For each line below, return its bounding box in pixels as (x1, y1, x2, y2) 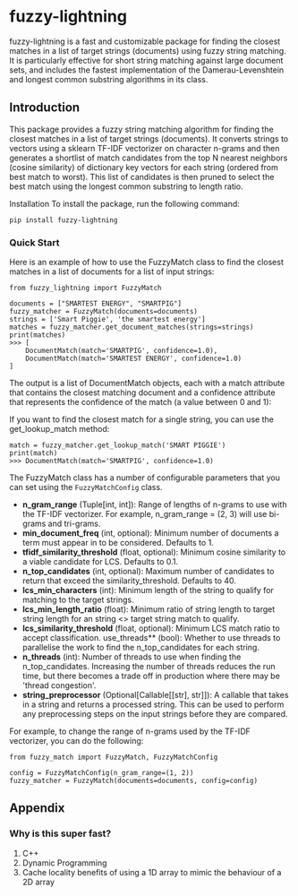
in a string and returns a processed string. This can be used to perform (21, 699, 285, 710)
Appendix (9, 800, 65, 816)
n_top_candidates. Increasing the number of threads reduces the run (21, 661, 276, 672)
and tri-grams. (47, 518, 101, 530)
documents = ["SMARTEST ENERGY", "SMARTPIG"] (9, 299, 182, 308)
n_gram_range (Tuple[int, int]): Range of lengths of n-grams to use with (21, 499, 287, 510)
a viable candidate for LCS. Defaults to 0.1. (21, 556, 179, 567)
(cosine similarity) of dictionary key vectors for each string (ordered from (9, 161, 279, 172)
